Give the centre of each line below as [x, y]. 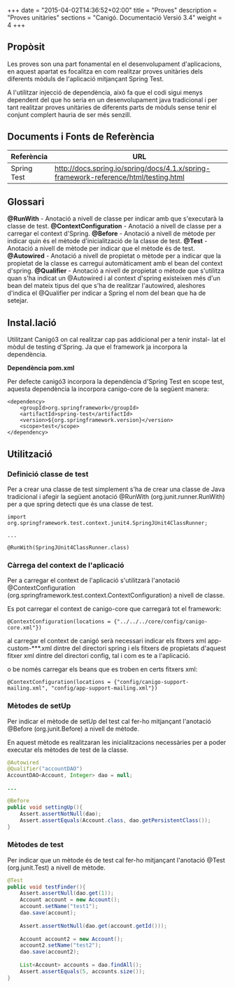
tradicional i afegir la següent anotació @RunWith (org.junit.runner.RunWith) [116, 496]
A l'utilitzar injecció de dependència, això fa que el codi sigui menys [105, 92]
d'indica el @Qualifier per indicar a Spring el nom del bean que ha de [107, 293]
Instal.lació [32, 323]
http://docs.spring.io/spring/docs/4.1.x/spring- [133, 168]
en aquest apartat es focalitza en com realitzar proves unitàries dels [105, 71]
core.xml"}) [24, 628]
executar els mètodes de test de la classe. [68, 750]
